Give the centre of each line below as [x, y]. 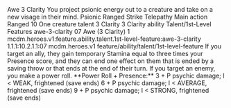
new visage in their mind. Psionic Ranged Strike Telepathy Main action [108, 17]
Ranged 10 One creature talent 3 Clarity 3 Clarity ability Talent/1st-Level [109, 24]
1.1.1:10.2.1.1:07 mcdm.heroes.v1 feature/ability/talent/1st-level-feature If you [114, 46]
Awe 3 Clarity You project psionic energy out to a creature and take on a [110, 9]
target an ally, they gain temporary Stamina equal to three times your [105, 54]
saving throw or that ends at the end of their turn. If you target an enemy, [111, 68]
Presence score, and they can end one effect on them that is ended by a [110, 61]
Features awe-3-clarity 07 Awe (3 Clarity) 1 [69, 31]
